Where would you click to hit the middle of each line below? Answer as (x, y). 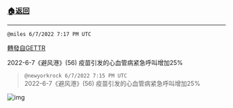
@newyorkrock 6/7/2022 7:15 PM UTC (76, 76)
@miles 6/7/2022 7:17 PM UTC (49, 35)
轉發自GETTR (26, 48)
